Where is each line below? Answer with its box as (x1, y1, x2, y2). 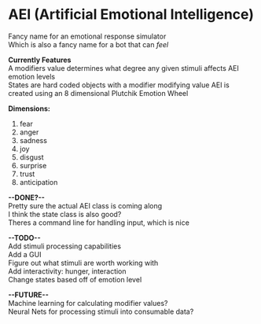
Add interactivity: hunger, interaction (8, 266, 127, 276)
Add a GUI (8, 249, 42, 259)
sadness (19, 135, 47, 145)
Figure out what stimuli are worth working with (8, 258, 159, 267)
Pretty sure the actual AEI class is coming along (8, 201, 163, 210)
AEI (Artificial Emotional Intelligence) (8, 6, 254, 24)
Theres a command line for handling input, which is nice (8, 218, 190, 227)
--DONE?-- (8, 193, 46, 202)
